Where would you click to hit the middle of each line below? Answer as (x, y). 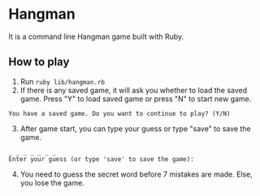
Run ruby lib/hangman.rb (63, 81)
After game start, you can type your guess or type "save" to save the (135, 128)
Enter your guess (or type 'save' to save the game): (102, 159)
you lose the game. (52, 182)
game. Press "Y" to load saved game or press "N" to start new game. (136, 99)
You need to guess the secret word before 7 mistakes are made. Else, (136, 174)
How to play (39, 62)
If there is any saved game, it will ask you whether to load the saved (134, 90)
